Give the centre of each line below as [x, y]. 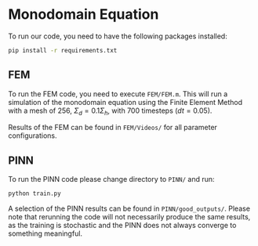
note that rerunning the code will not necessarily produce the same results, [129, 217]
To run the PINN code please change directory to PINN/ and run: [111, 179]
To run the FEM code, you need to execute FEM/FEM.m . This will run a [118, 94]
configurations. [33, 136]
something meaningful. [45, 233]
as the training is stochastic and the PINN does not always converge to [122, 226]
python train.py [35, 194]
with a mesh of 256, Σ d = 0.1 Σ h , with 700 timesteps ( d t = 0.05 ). [110, 111]
